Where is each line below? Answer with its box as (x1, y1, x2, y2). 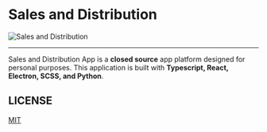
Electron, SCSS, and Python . (8, 71, 104, 81)
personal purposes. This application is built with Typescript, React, (8, 62, 229, 72)
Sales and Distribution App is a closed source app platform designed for (8, 54, 246, 64)
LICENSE (8, 94, 53, 107)
